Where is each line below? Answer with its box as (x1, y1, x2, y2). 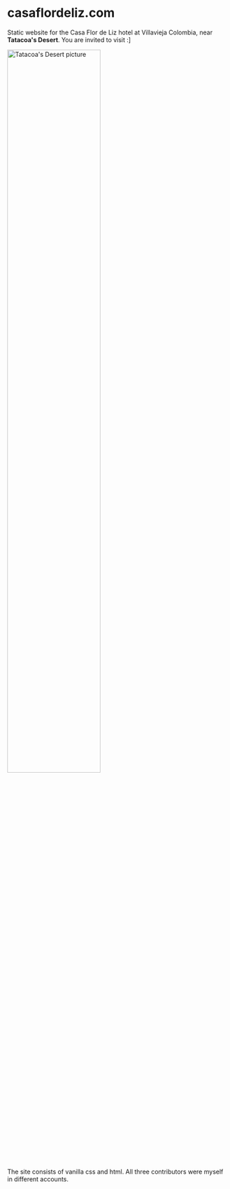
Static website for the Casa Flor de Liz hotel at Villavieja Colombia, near (7, 28, 213, 36)
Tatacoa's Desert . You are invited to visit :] (7, 35, 131, 44)
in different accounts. (7, 1174, 69, 1183)
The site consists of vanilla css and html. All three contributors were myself (7, 1167, 224, 1176)
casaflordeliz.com (7, 5, 115, 21)
